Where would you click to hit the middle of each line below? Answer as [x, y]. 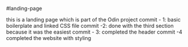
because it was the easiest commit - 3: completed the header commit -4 [94, 32]
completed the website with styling [49, 38]
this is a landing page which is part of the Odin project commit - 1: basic [93, 19]
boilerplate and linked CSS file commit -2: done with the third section [90, 26]
